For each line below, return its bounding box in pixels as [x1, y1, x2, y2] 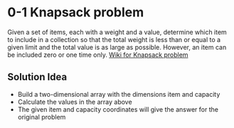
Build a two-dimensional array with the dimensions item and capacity [17, 90, 220, 98]
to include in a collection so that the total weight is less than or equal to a [7, 35, 221, 43]
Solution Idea [7, 71, 68, 83]
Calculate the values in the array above [17, 97, 133, 106]
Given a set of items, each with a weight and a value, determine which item [7, 28, 228, 36]
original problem [17, 112, 66, 121]
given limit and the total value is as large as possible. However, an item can [7, 43, 227, 51]
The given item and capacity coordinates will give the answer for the [17, 105, 219, 114]
